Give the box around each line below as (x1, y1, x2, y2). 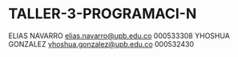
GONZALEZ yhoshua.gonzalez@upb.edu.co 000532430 (8, 39, 195, 48)
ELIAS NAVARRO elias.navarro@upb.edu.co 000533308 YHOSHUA (8, 31, 231, 40)
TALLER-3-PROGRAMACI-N (8, 5, 197, 23)
